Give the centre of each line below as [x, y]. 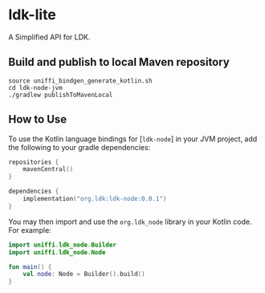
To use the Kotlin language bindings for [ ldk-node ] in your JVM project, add [133, 139]
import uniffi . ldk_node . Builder [62, 245]
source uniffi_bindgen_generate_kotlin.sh [80, 81]
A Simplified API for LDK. [49, 37]
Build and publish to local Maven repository [119, 62]
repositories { [34, 162]
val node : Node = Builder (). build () [84, 275]
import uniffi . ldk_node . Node [57, 252]
